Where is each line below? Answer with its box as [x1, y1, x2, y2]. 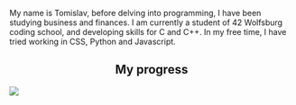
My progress [115, 62, 189, 77]
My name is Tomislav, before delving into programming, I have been [9, 8, 262, 18]
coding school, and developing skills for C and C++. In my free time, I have [9, 27, 287, 37]
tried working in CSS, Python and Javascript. [9, 36, 176, 47]
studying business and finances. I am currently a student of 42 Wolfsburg [9, 17, 282, 28]
